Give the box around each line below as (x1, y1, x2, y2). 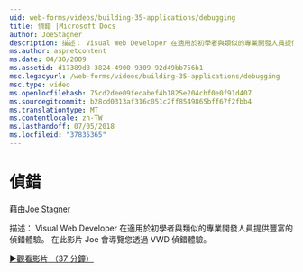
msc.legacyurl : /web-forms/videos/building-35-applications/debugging (9, 72, 280, 81)
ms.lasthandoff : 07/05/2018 (9, 122, 115, 131)
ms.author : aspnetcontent (9, 47, 106, 56)
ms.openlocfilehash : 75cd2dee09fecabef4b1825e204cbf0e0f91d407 (9, 88, 252, 97)
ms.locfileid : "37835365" (9, 131, 106, 140)
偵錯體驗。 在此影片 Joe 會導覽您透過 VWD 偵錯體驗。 (9, 233, 212, 244)
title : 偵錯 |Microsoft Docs (9, 22, 116, 31)
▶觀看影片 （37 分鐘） (9, 253, 95, 264)
